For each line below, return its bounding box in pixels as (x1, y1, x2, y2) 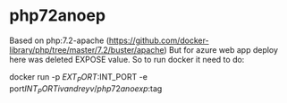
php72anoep (9, 5, 106, 26)
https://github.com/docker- (108, 35, 209, 46)
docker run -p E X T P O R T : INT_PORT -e (9, 71, 148, 84)
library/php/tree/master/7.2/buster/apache (9, 44, 165, 55)
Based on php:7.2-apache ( (9, 35, 110, 46)
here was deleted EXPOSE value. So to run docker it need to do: (9, 54, 245, 64)
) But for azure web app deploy (164, 44, 279, 55)
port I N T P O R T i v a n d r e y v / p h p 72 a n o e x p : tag (9, 82, 163, 96)
